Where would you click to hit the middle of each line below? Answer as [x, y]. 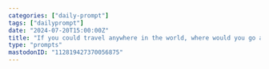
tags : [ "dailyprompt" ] [46, 23]
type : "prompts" [35, 45]
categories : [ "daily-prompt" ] [59, 15]
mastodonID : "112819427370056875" [66, 52]
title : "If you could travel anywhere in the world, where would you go [132, 38]
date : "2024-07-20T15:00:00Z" [59, 30]
